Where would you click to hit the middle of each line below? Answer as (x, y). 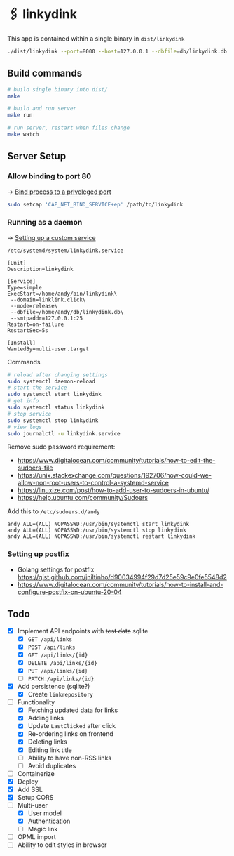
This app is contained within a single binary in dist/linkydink (96, 38)
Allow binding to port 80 (49, 176)
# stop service (29, 414)
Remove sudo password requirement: (61, 447)
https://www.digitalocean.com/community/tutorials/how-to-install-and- (120, 584)
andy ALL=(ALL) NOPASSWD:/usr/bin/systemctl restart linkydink (102, 536)
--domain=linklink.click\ (48, 300)
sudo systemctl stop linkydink (53, 420)
